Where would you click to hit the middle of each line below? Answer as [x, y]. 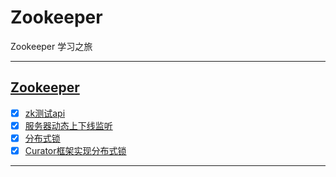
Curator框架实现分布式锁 [75, 150]
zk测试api [45, 113]
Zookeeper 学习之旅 [51, 46]
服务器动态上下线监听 [68, 125]
